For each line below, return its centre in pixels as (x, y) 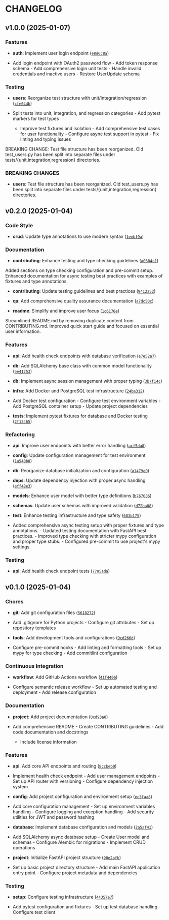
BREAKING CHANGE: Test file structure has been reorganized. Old (74, 149)
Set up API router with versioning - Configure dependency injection (83, 781)
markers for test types (36, 119)
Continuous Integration (34, 666)
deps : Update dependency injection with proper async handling (79, 480)
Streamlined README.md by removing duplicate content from (70, 321)
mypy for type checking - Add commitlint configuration (70, 653)
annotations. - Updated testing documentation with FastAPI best (79, 531)
